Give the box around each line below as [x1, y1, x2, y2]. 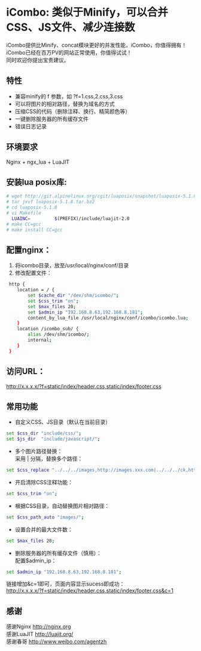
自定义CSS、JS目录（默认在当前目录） [14, 418, 111, 426]
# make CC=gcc [6, 221, 42, 227]
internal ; [28, 337, 52, 343]
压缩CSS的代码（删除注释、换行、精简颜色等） [14, 107, 130, 114]
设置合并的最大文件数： [14, 526, 73, 533]
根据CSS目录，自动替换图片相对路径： [14, 502, 109, 510]
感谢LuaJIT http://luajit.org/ [6, 631, 74, 638]
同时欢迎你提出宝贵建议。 [6, 56, 69, 64]
